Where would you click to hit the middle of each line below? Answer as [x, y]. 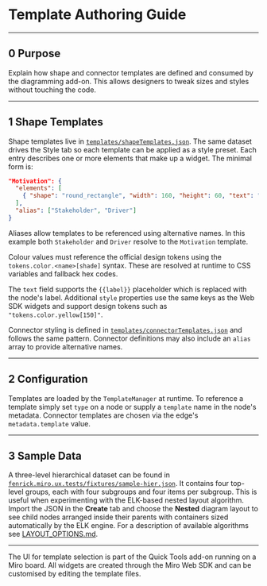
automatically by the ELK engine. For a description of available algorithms [128, 526]
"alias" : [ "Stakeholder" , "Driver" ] [76, 211]
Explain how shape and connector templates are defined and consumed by [131, 72]
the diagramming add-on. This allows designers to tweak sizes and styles [129, 81]
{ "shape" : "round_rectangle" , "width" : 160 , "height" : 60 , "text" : [138, 196]
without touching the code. [52, 90]
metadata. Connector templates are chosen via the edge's [103, 415]
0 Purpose [35, 54]
